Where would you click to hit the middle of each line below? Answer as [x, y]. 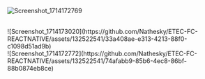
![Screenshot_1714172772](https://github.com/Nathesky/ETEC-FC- [102, 53]
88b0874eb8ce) [31, 68]
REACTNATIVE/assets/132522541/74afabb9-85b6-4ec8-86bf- [97, 61]
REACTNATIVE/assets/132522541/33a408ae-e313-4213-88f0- [97, 39]
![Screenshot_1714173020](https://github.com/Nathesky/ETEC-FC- [102, 32]
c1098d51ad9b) [29, 46]
